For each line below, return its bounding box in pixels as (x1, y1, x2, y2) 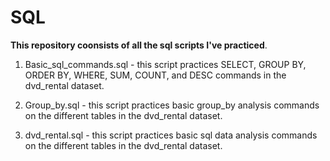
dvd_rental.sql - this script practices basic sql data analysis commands (24, 129, 318, 141)
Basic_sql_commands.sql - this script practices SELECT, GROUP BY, (24, 58, 307, 70)
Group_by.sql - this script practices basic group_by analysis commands (24, 99, 320, 111)
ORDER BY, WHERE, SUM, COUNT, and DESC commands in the (24, 69, 287, 81)
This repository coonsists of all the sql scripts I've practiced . (10, 39, 268, 51)
